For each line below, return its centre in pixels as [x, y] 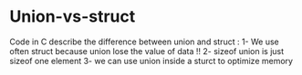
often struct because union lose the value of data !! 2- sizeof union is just [147, 51]
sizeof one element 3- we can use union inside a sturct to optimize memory [151, 61]
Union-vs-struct [73, 17]
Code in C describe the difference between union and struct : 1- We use [145, 42]
